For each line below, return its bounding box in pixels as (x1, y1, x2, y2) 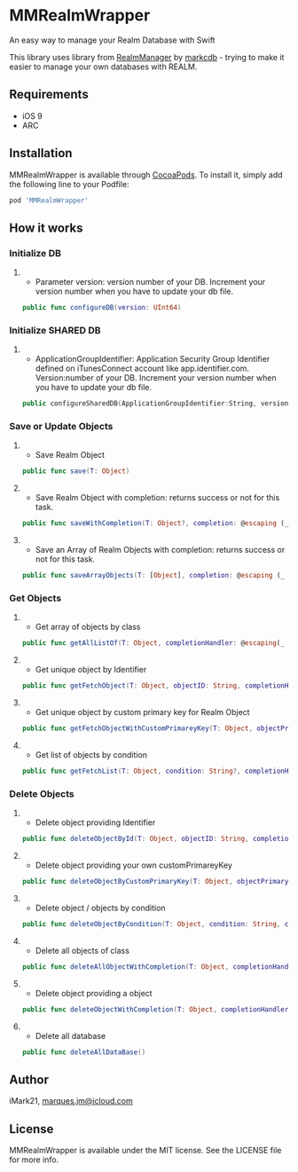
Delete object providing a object (35, 987, 153, 998)
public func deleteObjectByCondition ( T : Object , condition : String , (21, 919, 281, 928)
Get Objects (9, 592, 62, 604)
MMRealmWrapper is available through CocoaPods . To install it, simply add (9, 169, 283, 180)
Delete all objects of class (35, 945, 130, 956)
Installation (9, 146, 73, 161)
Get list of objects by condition (35, 750, 148, 760)
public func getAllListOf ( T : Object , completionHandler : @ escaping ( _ (21, 639, 286, 648)
